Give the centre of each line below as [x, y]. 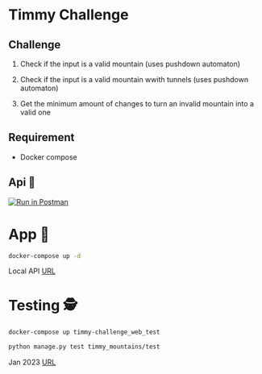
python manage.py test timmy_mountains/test [84, 347]
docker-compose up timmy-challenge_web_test [84, 332]
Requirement [42, 137]
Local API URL [32, 271]
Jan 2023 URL [32, 362]
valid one [35, 112]
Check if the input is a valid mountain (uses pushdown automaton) [130, 64]
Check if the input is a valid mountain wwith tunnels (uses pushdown [134, 79]
